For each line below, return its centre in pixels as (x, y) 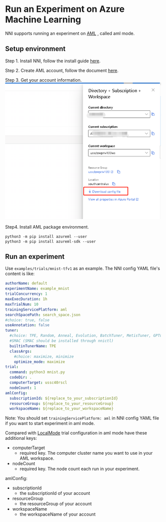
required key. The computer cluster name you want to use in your (86, 453)
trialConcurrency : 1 (26, 294)
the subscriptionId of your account (55, 493)
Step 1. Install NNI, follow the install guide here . (53, 61)
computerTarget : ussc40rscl (39, 383)
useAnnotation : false (27, 325)
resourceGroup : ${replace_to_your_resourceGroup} (62, 403)
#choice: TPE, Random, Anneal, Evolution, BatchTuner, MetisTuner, (81, 336)
